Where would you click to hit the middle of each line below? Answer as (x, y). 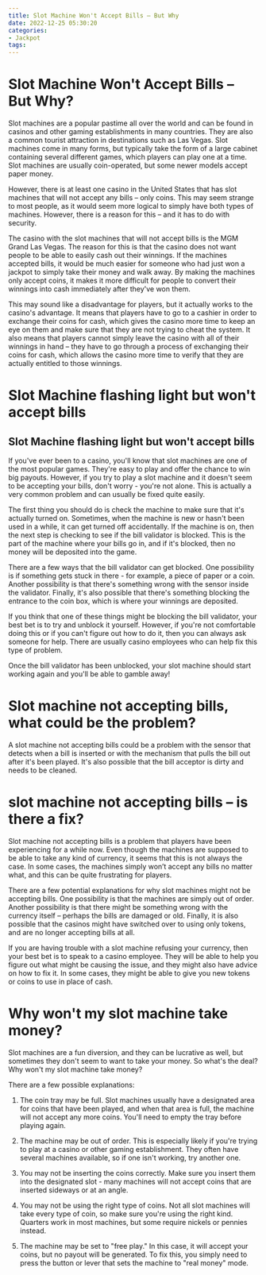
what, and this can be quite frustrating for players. (90, 875)
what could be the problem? (102, 723)
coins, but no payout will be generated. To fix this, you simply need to (133, 1254)
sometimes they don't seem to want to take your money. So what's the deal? (133, 1061)
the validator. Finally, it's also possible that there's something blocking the (129, 593)
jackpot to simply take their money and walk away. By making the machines (132, 272)
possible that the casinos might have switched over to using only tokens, (127, 924)
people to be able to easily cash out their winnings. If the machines (118, 256)
